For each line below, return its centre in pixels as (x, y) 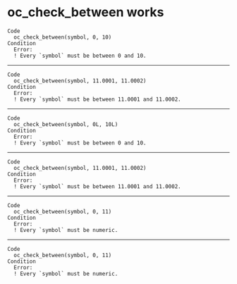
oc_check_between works (86, 12)
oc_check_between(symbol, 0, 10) (63, 37)
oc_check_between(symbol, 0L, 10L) (66, 124)
